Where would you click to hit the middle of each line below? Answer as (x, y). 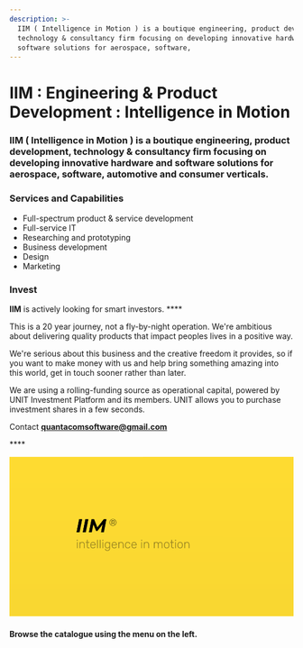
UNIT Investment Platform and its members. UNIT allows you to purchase (145, 399)
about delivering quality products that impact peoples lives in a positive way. (151, 336)
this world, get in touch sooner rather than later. (98, 372)
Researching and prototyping (76, 237)
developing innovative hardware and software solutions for (142, 163)
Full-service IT (49, 228)
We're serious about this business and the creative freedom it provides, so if (151, 353)
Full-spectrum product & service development (108, 218)
